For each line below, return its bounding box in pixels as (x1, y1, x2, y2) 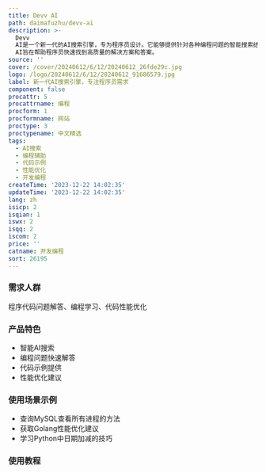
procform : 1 (8, 108, 47, 116)
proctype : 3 (8, 122, 47, 130)
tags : (8, 136, 26, 145)
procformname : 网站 (8, 115, 70, 123)
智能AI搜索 (19, 343, 55, 353)
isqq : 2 (8, 225, 34, 234)
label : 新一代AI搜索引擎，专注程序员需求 (8, 78, 129, 86)
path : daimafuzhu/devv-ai (8, 19, 93, 27)
